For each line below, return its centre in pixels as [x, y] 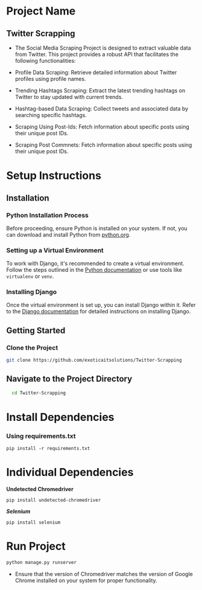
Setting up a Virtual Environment [55, 250]
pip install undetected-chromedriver [54, 500]
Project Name [41, 11]
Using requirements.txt [41, 436]
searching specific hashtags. [51, 115]
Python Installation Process [48, 215]
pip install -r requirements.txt [48, 449]
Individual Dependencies [70, 473]
